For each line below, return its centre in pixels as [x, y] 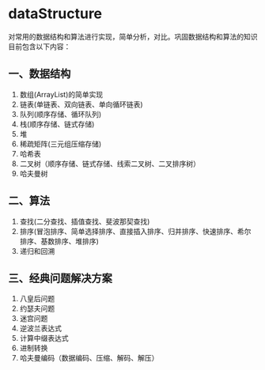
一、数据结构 [40, 74]
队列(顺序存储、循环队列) [61, 114]
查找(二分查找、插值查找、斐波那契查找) [85, 221]
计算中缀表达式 [44, 338]
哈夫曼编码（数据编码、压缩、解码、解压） [89, 358]
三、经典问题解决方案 [60, 278]
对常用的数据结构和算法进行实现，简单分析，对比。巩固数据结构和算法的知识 [133, 36]
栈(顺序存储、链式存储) [57, 124]
